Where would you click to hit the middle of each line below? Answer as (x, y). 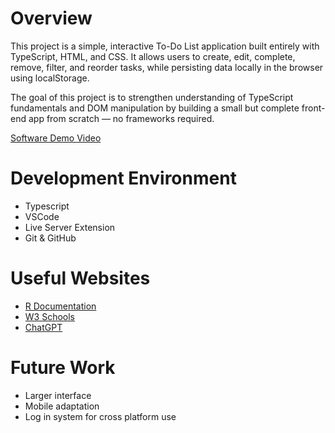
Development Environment (123, 178)
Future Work (63, 368)
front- (313, 108)
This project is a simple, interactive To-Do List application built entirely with (165, 46)
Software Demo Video (56, 138)
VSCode (42, 216)
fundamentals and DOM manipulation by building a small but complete (155, 108)
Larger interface (58, 395)
